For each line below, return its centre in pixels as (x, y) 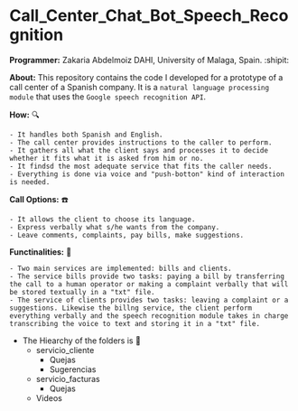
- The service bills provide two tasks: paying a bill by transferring (147, 276)
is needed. (30, 182)
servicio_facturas (68, 378)
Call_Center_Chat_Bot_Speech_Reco (149, 16)
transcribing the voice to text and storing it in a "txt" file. (135, 323)
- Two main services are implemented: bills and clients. (121, 268)
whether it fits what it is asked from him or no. (107, 158)
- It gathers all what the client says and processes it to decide (139, 150)
